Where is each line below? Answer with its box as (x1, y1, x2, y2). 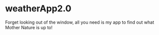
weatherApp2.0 (5, 3, 72, 14)
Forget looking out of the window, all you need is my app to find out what (5, 19, 155, 25)
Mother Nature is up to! (5, 24, 53, 30)
